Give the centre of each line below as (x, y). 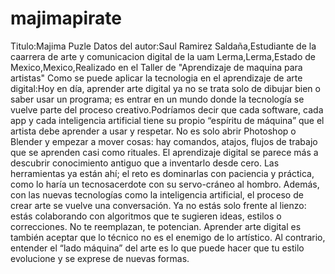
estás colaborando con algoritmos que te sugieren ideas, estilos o (146, 216)
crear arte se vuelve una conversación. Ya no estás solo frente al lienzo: (158, 205)
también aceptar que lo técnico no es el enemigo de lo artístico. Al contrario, (168, 237)
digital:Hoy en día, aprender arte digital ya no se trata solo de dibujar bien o (165, 88)
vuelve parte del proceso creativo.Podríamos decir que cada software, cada (167, 109)
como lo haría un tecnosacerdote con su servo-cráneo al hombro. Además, (165, 184)
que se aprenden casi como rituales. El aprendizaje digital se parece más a (164, 152)
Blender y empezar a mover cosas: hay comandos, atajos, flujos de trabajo (164, 141)
